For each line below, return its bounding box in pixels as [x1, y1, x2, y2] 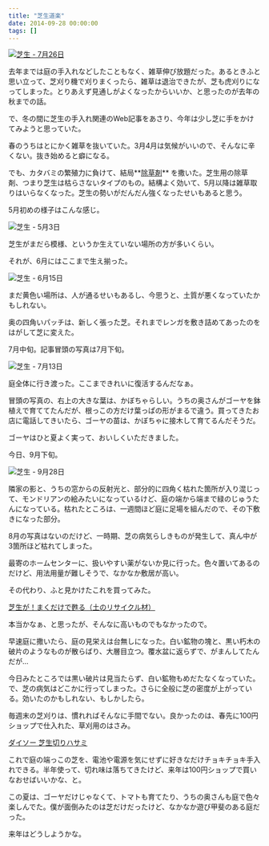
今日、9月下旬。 [8, 450, 62, 460]
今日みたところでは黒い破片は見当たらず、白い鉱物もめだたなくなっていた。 [8, 673, 260, 683]
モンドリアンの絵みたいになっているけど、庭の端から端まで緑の [22, 494, 232, 504]
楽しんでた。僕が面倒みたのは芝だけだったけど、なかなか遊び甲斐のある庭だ [8, 802, 260, 811]
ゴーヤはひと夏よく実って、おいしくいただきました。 [8, 433, 183, 442]
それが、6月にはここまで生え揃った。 [8, 256, 132, 266]
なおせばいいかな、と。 [8, 775, 86, 785]
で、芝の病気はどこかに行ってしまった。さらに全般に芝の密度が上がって [8, 684, 246, 693]
